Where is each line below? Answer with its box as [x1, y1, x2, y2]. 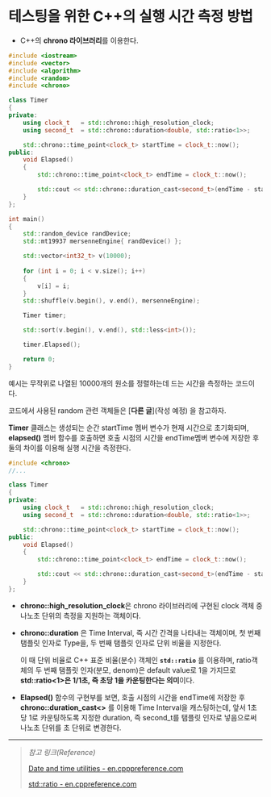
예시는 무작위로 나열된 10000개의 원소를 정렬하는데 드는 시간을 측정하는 [8, 378, 234, 388]
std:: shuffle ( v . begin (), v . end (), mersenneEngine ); [23, 297, 200, 305]
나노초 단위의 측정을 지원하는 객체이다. [19, 611, 141, 620]
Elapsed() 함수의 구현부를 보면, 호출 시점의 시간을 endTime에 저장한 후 [19, 692, 246, 702]
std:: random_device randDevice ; [23, 230, 131, 238]
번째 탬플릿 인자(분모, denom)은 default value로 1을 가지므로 [44, 665, 236, 674]
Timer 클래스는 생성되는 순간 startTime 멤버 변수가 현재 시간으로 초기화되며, [8, 423, 249, 432]
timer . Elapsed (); [23, 340, 81, 349]
